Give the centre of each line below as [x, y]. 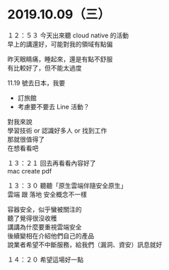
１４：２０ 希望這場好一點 [45, 259]
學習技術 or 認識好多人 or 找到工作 [57, 130]
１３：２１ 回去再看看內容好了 [52, 163]
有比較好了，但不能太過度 [45, 68]
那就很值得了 [26, 139]
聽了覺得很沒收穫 [32, 218]
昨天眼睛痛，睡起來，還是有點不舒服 [60, 59]
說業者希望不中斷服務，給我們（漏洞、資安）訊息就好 [85, 245]
